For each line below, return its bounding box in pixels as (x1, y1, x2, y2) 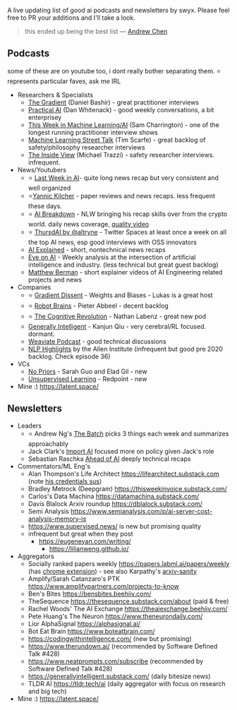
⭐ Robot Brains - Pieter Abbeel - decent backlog (28, 301, 169, 310)
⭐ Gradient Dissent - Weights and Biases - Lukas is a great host (28, 291, 213, 299)
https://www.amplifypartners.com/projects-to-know (28, 582, 180, 590)
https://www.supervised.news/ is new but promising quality (28, 522, 201, 530)
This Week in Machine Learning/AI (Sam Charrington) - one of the (28, 120, 220, 129)
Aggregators (17, 552, 54, 560)
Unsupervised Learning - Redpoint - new (28, 374, 147, 383)
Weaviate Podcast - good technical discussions (28, 337, 167, 345)
